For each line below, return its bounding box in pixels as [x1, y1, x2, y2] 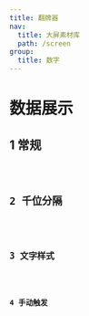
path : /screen [17, 38, 71, 48]
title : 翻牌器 [9, 13, 59, 23]
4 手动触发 [9, 298, 48, 307]
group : [9, 47, 35, 57]
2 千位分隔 [9, 194, 63, 207]
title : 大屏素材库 [17, 30, 80, 39]
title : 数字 [17, 56, 61, 65]
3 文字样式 [9, 250, 54, 262]
